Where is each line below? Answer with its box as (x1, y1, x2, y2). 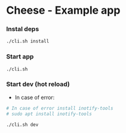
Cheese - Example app (6, 4, 121, 17)
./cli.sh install (6, 38, 50, 45)
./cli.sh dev (6, 122, 39, 128)
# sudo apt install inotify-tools (6, 111, 93, 117)
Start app (6, 52, 34, 61)
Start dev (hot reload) (6, 80, 70, 88)
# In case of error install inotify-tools (6, 105, 113, 111)
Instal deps (6, 25, 39, 33)
